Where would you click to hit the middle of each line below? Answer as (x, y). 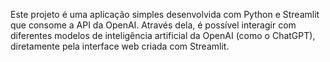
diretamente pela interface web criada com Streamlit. (120, 46)
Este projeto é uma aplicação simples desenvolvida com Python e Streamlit (165, 14)
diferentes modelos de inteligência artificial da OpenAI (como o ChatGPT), (163, 35)
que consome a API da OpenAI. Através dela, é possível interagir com (153, 25)
